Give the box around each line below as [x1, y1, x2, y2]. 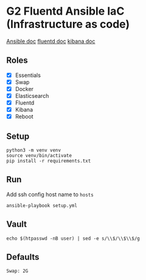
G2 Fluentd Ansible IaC [6, 4, 125, 18]
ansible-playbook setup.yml [6, 202, 78, 208]
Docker [15, 85, 34, 92]
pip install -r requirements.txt [6, 158, 91, 164]
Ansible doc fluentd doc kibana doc [6, 37, 96, 45]
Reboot [15, 113, 33, 120]
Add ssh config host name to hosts [6, 191, 94, 198]
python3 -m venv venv [6, 147, 61, 153]
